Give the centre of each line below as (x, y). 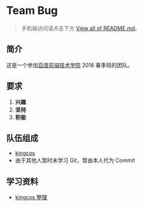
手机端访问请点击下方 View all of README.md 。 (81, 28)
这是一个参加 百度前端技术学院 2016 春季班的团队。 (70, 65)
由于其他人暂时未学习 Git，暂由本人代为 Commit (75, 160)
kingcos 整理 (31, 197)
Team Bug (32, 11)
